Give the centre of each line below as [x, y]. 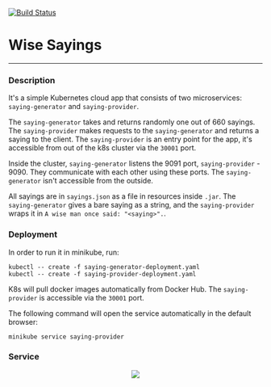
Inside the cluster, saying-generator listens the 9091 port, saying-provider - [134, 164]
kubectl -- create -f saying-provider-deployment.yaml [102, 274]
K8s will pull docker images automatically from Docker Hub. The [115, 289]
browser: [23, 322]
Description [32, 80]
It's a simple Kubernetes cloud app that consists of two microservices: [125, 98]
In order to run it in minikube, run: [64, 252]
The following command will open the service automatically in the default [130, 313]
